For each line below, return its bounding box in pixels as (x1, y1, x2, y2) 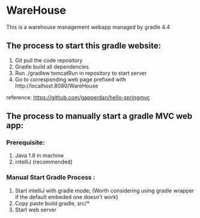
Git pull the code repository (14, 56, 83, 63)
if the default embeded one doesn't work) (14, 193, 118, 201)
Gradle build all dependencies (14, 63, 89, 70)
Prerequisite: (6, 138, 45, 147)
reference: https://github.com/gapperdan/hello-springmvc (6, 93, 150, 101)
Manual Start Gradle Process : (6, 173, 95, 181)
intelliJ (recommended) (14, 158, 73, 165)
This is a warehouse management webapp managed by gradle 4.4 (6, 23, 170, 31)
